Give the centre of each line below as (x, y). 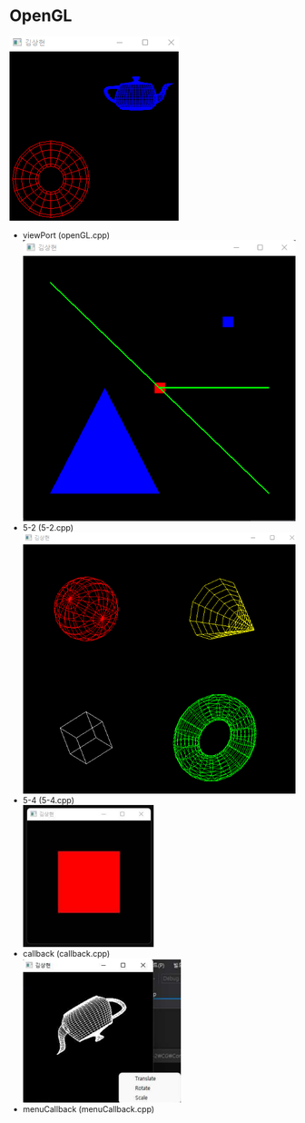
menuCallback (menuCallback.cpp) (89, 1108)
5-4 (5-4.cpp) (49, 800)
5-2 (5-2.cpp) (48, 528)
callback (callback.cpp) (66, 953)
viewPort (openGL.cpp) (66, 235)
